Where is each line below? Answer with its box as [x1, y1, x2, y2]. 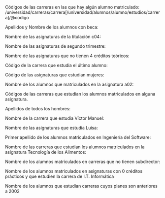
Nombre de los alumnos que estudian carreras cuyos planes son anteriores [5, 183, 158, 189]
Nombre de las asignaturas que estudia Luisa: [5, 125, 98, 131]
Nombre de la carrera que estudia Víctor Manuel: [5, 115, 104, 121]
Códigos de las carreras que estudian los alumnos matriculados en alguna [5, 91, 156, 97]
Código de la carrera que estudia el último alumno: [5, 63, 108, 68]
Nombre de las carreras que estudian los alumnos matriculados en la [5, 144, 145, 150]
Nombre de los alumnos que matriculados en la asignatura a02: [5, 81, 134, 87]
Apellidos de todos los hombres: [5, 106, 70, 111]
